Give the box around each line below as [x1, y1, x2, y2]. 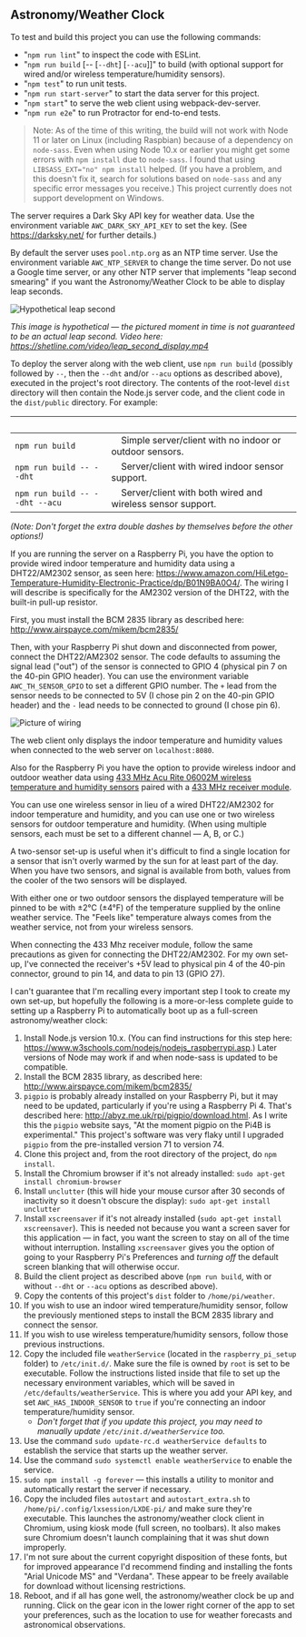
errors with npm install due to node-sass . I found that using [32, 154, 256, 165]
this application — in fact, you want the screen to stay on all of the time [23, 1232, 290, 1243]
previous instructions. [23, 1338, 105, 1349]
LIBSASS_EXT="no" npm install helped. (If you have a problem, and [32, 163, 282, 174]
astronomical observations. [23, 1619, 126, 1630]
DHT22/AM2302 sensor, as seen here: [10, 567, 154, 578]
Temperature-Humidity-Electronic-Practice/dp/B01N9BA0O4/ [10, 577, 240, 588]
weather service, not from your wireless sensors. [10, 921, 194, 932]
